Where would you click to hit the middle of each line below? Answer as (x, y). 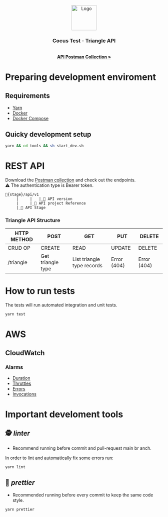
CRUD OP (19, 248)
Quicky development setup (48, 134)
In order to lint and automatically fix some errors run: (59, 458)
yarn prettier (20, 509)
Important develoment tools (64, 415)
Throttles (22, 383)
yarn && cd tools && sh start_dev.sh (44, 146)
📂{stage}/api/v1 (22, 194)
